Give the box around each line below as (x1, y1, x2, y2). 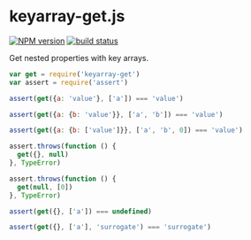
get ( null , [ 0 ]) (17, 182, 73, 191)
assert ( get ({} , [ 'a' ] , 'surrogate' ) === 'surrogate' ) (9, 223, 212, 232)
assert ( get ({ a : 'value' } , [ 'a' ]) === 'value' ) (9, 94, 184, 103)
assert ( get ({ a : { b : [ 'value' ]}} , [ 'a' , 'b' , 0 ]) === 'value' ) (9, 126, 243, 135)
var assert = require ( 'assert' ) (9, 78, 128, 87)
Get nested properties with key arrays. (9, 52, 149, 63)
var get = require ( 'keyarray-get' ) (9, 69, 141, 79)
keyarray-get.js (9, 6, 125, 27)
